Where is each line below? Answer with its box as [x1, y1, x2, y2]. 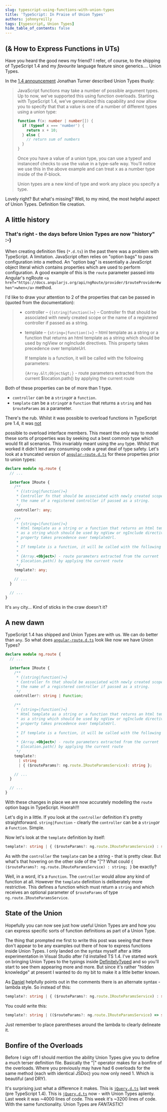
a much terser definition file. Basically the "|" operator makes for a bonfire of [5, 1060, 162, 1066]
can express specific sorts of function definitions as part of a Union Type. [5, 927, 156, 934]
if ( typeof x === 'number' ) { [22, 123, 84, 128]
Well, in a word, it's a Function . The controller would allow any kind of [5, 873, 150, 879]
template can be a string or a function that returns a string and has [12, 400, 152, 406]
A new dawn [5, 619, 45, 627]
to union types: [5, 456, 36, 462]
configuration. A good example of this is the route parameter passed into [5, 269, 155, 275]
